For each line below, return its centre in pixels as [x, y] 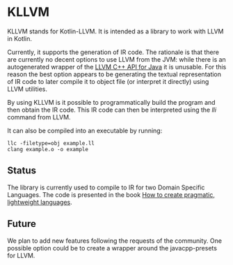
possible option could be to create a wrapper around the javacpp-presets [112, 248]
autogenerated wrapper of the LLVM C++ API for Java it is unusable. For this [117, 67]
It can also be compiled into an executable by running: [85, 130]
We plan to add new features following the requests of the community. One [115, 241]
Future [22, 224]
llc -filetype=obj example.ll [51, 143]
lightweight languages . [40, 202]
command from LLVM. [39, 117]
